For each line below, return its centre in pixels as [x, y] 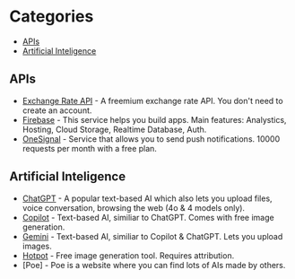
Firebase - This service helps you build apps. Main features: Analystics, [154, 119]
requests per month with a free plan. [89, 148]
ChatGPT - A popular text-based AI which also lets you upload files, [147, 198]
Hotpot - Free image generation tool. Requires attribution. [128, 255]
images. [37, 246]
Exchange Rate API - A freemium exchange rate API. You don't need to [153, 100]
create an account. [57, 110]
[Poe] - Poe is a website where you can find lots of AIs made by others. [154, 265]
